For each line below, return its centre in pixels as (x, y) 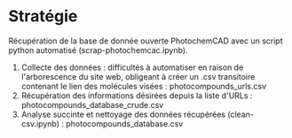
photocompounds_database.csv (124, 123)
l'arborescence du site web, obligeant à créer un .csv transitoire (138, 76)
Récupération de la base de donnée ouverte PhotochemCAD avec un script (146, 41)
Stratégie (43, 16)
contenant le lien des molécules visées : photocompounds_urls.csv (144, 86)
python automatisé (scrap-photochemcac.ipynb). (98, 50)
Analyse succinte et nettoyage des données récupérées (123, 114)
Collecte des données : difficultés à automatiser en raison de (132, 67)
